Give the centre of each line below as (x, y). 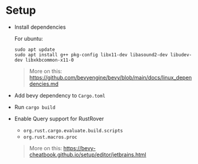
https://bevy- (79, 148)
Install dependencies (40, 27)
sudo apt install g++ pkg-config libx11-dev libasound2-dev (91, 54)
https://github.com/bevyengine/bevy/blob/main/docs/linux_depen (111, 77)
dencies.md (44, 84)
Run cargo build (35, 107)
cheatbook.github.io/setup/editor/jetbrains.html (88, 154)
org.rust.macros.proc (50, 137)
